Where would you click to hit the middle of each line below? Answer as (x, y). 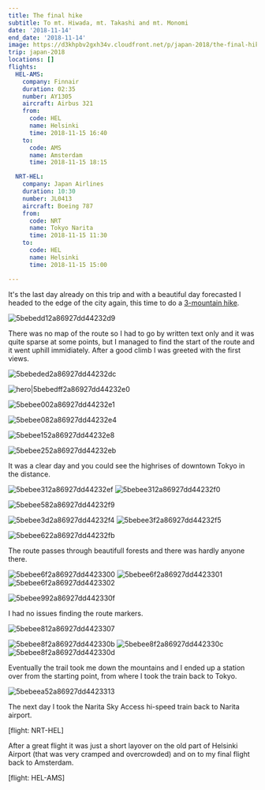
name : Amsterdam (56, 155)
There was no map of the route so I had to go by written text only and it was (131, 333)
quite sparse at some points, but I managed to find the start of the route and (131, 341)
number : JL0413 (47, 198)
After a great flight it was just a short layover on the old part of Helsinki (123, 745)
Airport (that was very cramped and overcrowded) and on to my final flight (129, 754)
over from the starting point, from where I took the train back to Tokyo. (123, 675)
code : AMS (45, 148)
